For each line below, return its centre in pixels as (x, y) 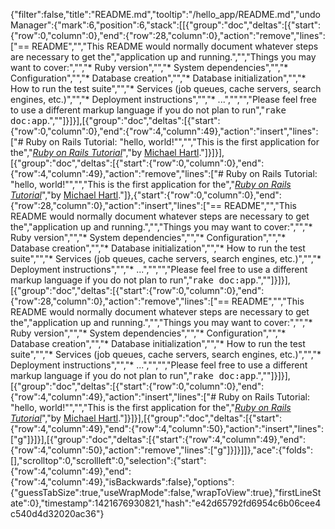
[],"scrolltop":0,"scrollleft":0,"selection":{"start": (108, 460)
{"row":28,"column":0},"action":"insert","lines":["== (116, 205)
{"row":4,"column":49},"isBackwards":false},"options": (122, 482)
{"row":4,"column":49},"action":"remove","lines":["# (117, 173)
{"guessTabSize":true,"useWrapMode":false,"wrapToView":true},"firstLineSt (166, 492)
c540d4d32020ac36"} (57, 513)
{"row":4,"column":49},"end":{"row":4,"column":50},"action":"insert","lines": (167, 428)
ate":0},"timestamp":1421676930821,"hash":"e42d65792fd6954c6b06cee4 (166, 503)
